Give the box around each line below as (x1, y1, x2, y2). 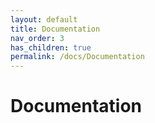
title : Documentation (10, 24, 101, 34)
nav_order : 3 (10, 33, 65, 43)
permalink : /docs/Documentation (10, 52, 145, 62)
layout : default (10, 14, 78, 25)
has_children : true (10, 42, 92, 53)
